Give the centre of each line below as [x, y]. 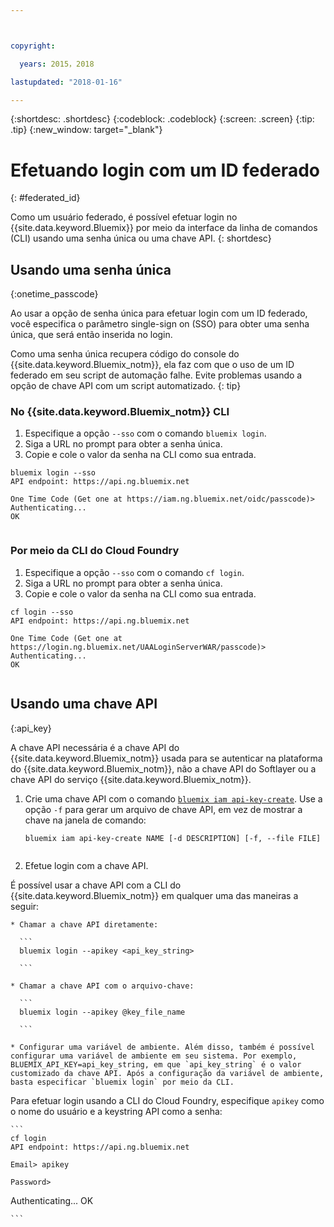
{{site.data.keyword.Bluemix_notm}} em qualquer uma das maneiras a [154, 895]
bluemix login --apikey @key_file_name [102, 1012]
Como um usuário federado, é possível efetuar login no [124, 217]
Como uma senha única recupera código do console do [125, 354]
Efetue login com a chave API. [86, 865]
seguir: [25, 906]
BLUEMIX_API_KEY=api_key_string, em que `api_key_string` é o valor [156, 1064]
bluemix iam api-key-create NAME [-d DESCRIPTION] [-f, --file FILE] [173, 838]
